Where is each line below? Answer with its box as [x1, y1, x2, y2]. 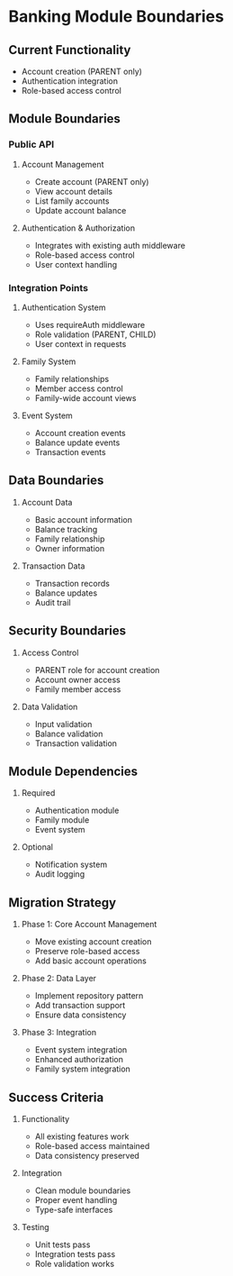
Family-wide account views [34, 392, 137, 403]
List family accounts [34, 196, 110, 206]
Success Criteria [8, 1089, 104, 1105]
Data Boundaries [8, 473, 104, 488]
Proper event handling [34, 1195, 118, 1206]
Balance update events [34, 437, 121, 448]
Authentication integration [21, 76, 119, 87]
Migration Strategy [8, 895, 117, 910]
